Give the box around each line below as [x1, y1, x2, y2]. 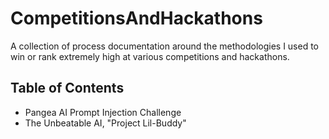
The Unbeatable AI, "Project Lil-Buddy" [24, 117, 187, 129]
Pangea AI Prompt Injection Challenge [24, 106, 182, 118]
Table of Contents [10, 80, 125, 97]
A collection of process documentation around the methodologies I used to [10, 40, 320, 52]
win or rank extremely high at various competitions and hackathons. [10, 50, 290, 62]
